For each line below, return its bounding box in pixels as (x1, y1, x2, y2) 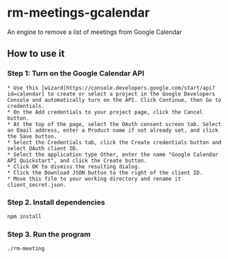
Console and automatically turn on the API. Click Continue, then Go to (7, 96, 222, 103)
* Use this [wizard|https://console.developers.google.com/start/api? (7, 84, 216, 91)
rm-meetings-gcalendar (7, 5, 150, 21)
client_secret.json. (7, 181, 67, 188)
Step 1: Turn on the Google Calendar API (7, 69, 144, 78)
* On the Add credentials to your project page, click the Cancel (7, 109, 203, 116)
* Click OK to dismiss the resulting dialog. (7, 163, 141, 170)
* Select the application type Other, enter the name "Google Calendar (7, 151, 218, 158)
